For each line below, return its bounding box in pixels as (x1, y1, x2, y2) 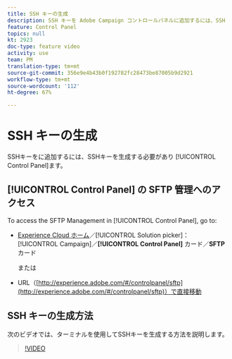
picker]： (162, 231, 190, 239)
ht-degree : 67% (7, 89, 52, 96)
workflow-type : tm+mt (7, 75, 71, 83)
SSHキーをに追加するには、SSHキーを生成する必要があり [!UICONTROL (7, 152, 217, 161)
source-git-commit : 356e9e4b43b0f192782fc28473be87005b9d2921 (7, 69, 193, 76)
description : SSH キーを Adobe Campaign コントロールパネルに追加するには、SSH (7, 17, 226, 24)
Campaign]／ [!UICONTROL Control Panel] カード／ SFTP (59, 239, 225, 248)
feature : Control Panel (7, 23, 77, 30)
